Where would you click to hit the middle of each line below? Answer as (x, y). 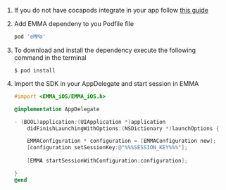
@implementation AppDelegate (57, 109)
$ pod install (34, 70)
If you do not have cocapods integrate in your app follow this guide (111, 10)
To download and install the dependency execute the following (105, 50)
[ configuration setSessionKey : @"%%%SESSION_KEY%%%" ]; (107, 148)
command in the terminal (50, 57)
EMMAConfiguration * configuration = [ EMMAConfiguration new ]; (122, 141)
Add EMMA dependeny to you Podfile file (74, 24)
